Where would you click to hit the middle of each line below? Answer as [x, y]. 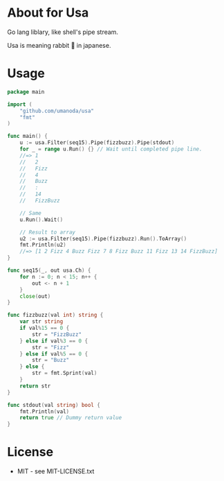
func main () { [28, 137]
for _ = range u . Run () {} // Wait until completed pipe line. [111, 149]
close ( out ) [35, 296]
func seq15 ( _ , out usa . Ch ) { [49, 270]
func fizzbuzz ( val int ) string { [55, 315]
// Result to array [48, 232]
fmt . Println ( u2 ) [43, 245]
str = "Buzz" [51, 360]
